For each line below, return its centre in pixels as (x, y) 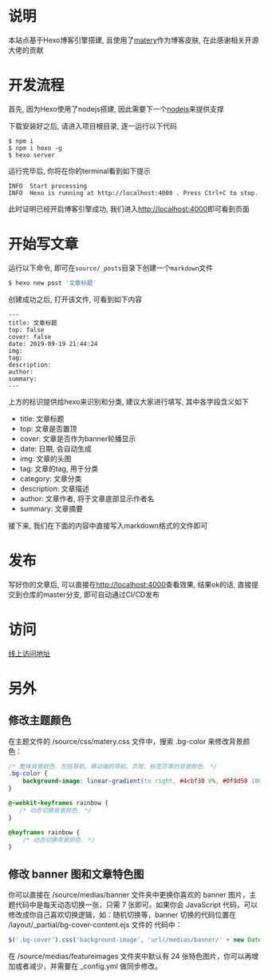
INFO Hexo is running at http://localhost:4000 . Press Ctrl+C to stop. (134, 193)
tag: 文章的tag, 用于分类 (59, 468)
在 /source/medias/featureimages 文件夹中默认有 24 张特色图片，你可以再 (130, 956)
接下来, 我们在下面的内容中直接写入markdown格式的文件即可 (108, 525)
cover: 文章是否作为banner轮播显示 (78, 438)
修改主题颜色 (40, 720)
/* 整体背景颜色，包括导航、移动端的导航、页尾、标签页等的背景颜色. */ (113, 766)
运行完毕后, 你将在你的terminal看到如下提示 (80, 171)
